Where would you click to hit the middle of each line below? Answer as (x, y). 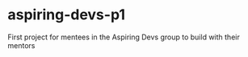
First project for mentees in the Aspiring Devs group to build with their (124, 37)
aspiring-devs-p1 (67, 15)
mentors (21, 45)
